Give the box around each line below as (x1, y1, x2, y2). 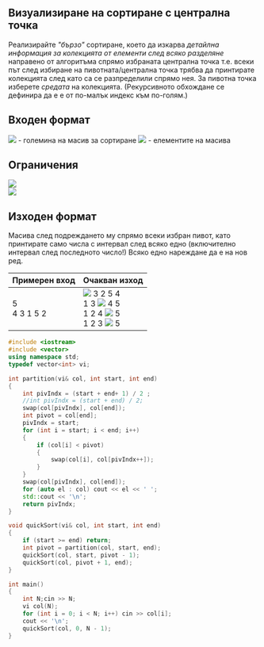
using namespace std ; (8, 353, 80, 361)
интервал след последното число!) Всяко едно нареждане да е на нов (8, 247, 248, 257)
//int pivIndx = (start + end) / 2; (22, 396, 144, 405)
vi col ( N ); (22, 603, 59, 611)
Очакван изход (82, 275, 143, 286)
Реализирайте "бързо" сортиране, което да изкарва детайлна (8, 40, 220, 49)
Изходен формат (8, 209, 97, 223)
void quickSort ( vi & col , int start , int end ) (8, 522, 161, 530)
